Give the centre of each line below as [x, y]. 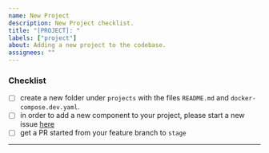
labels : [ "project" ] [43, 38]
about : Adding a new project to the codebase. [87, 45]
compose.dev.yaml [49, 108]
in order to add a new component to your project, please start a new [132, 116]
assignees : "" [32, 53]
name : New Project [39, 16]
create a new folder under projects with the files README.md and [124, 98]
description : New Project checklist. [71, 23]
